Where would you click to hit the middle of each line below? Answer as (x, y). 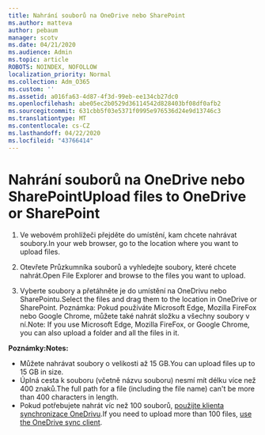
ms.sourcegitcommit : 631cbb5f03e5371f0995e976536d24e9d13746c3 (115, 112)
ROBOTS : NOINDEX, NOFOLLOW (53, 67)
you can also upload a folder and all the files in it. (99, 333)
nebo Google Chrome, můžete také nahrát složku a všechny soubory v (134, 316)
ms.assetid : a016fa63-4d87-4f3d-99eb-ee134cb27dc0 (93, 96)
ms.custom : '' (32, 89)
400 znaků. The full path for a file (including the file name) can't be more (137, 389)
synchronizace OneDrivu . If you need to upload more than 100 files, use (136, 414)
